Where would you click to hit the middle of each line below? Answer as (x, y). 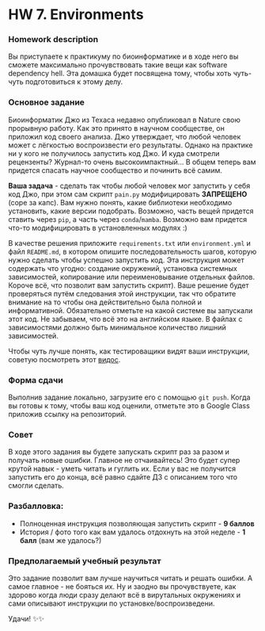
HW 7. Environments (76, 15)
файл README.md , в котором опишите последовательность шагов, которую (132, 251)
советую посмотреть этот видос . (64, 359)
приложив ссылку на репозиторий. (67, 415)
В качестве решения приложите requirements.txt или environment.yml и (130, 243)
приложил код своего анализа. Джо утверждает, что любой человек (125, 136)
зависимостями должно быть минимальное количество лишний (117, 327)
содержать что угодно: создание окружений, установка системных (123, 268)
